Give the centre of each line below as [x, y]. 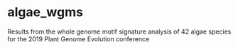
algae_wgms [45, 12]
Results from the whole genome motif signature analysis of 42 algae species [119, 31]
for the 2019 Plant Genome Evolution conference [79, 38]
